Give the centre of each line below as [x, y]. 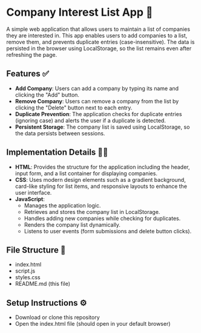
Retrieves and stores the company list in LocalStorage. [92, 212]
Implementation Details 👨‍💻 [57, 153]
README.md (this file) [43, 284]
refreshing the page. [32, 54]
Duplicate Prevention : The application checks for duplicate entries [98, 114]
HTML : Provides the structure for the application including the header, [102, 167]
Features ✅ [28, 74]
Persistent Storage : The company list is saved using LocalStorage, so [102, 127]
